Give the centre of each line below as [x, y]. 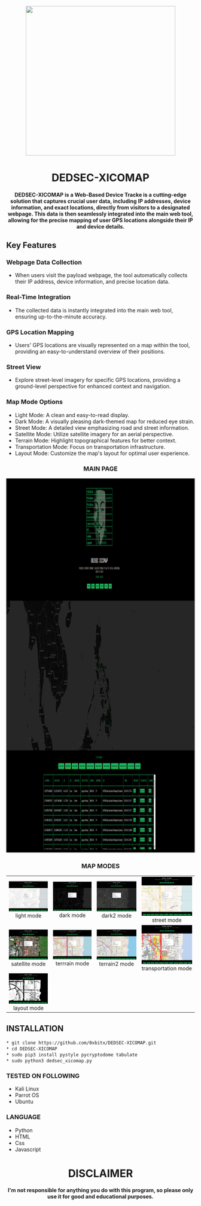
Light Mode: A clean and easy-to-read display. [72, 415]
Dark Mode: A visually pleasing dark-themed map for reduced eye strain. [104, 421]
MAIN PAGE [100, 469]
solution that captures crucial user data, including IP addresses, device [100, 201]
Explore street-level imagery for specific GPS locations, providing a [98, 380]
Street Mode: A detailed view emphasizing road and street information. [102, 427]
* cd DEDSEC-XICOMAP [32, 1049]
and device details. [100, 226]
